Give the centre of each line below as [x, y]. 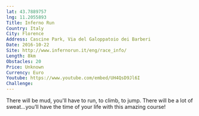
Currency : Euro [25, 73]
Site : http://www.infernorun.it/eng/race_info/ [67, 51]
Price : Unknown [25, 67]
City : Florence [25, 34]
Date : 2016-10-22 [28, 45]
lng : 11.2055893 [26, 17]
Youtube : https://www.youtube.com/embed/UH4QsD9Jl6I [73, 78]
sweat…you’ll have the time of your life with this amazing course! [86, 107]
